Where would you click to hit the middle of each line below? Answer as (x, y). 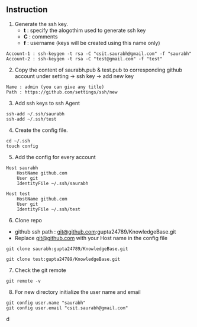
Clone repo (28, 220)
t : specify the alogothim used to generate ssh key (85, 30)
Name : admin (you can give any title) (55, 87)
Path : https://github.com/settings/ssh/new (62, 92)
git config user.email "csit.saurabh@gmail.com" (67, 308)
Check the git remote (40, 270)
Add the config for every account (55, 157)
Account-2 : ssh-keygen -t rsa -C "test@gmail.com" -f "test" (84, 59)
